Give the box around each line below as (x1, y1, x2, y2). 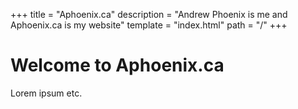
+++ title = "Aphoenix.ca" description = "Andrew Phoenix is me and (10, 9, 288, 20)
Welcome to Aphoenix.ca (10, 54, 225, 77)
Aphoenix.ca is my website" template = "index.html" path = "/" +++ (10, 19, 288, 31)
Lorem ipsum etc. (10, 87, 83, 99)
